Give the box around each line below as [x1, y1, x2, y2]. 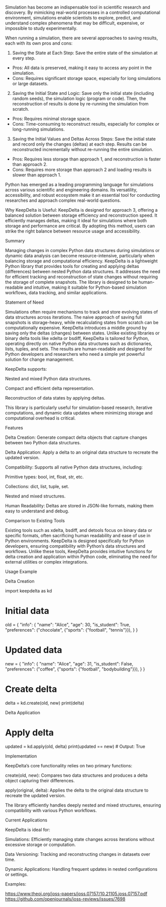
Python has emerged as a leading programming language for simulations [5, 181, 154, 187]
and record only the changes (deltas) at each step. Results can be [12, 141, 147, 147]
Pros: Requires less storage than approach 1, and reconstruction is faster [12, 156, 161, 162]
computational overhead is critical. [5, 415, 76, 421]
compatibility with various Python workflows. [5, 807, 97, 813]
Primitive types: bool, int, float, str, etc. [5, 474, 84, 480]
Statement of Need [5, 299, 44, 305]
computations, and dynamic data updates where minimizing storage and [5, 410, 153, 415]
